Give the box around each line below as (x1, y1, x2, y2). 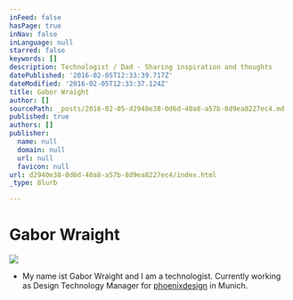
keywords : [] (9, 54, 58, 63)
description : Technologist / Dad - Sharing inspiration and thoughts (9, 63, 273, 72)
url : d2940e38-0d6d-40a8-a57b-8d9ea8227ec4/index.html (9, 170, 217, 179)
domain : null (17, 145, 66, 154)
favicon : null (17, 162, 69, 171)
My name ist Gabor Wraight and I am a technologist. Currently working (21, 271, 281, 281)
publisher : (9, 129, 50, 138)
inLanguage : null (9, 37, 74, 47)
